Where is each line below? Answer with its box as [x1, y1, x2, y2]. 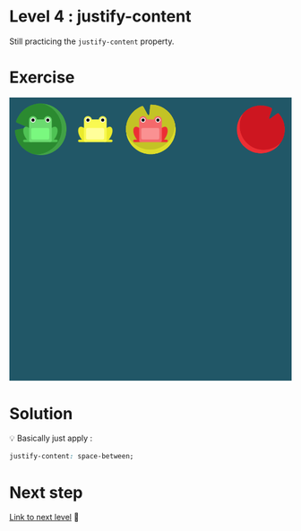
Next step [9, 482, 83, 502]
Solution [9, 403, 73, 424]
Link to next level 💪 [9, 512, 80, 523]
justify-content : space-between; [9, 452, 134, 461]
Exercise [9, 67, 75, 88]
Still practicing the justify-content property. [9, 36, 175, 47]
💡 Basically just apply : [9, 433, 93, 444]
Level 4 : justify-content [9, 6, 192, 27]
